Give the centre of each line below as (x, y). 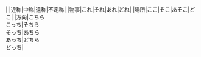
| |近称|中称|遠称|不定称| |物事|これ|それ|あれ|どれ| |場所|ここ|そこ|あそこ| (98, 9)
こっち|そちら (23, 25)
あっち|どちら (23, 40)
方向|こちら (30, 17)
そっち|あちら (23, 32)
